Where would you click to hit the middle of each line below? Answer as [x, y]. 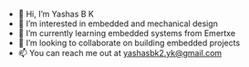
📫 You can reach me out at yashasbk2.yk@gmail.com [120, 53]
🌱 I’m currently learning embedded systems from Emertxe [126, 33]
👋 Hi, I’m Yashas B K [56, 14]
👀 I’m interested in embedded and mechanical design [118, 24]
